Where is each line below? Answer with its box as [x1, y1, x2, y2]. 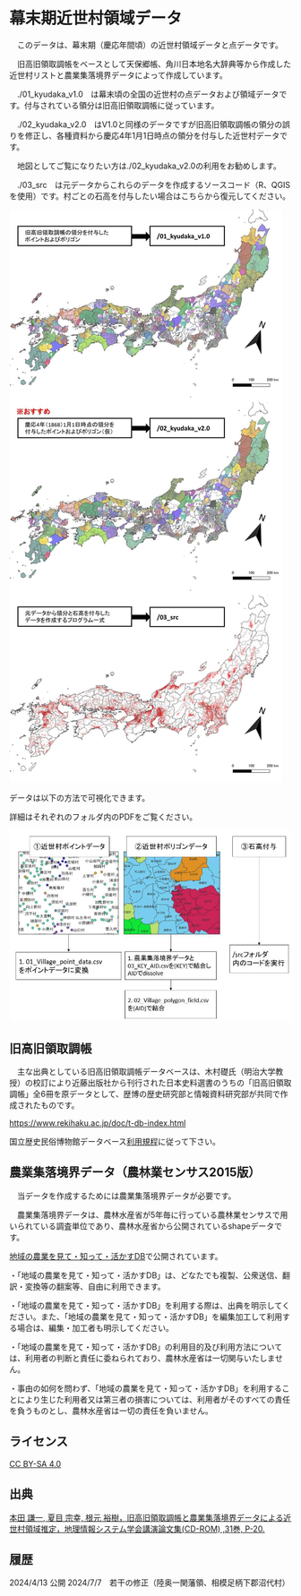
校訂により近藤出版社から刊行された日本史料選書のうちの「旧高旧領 [32, 1077, 284, 1088]
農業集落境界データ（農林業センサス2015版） [9, 1165, 262, 1180]
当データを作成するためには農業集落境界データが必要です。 [16, 1190, 236, 1201]
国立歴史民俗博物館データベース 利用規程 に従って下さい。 [9, 1137, 221, 1147]
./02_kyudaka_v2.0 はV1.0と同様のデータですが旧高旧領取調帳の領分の [16, 118, 283, 130]
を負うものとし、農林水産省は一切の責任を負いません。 [9, 1405, 213, 1416]
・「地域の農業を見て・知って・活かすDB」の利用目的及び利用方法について [9, 1341, 283, 1352]
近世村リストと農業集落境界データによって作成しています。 [9, 69, 228, 81]
